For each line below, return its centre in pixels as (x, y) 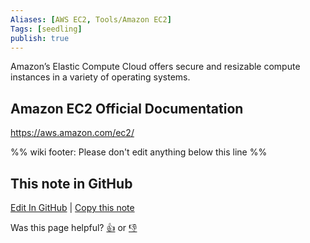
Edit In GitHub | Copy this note (72, 207)
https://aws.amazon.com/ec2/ (72, 133)
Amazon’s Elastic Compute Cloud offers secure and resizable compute (155, 67)
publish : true (40, 38)
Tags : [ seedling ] (46, 29)
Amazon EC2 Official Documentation (127, 108)
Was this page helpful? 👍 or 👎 (74, 227)
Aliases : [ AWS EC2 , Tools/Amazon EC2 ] (91, 19)
